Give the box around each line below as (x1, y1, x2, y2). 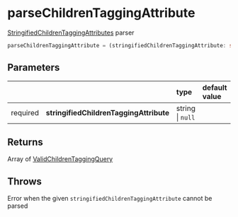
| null (176, 112, 195, 122)
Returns (7, 136, 44, 148)
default (202, 83, 227, 93)
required (11, 107, 40, 117)
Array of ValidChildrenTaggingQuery (7, 155, 113, 163)
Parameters (7, 61, 60, 74)
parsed (7, 201, 28, 210)
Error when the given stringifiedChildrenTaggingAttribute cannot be (7, 194, 212, 203)
